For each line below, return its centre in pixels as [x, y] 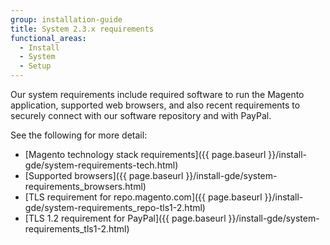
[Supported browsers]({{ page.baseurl [104, 175]
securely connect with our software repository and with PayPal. [141, 115]
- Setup [35, 66]
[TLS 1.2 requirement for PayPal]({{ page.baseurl [125, 218]
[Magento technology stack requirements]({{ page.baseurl [145, 154]
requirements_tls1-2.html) [77, 229]
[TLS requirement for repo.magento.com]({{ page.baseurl [143, 197]
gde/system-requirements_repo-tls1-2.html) [115, 207]
